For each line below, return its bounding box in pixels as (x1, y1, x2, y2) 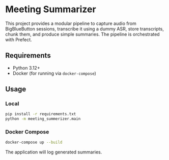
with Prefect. (5, 37, 32, 43)
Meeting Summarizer (5, 4, 96, 15)
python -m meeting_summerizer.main (5, 116, 81, 121)
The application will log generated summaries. (5, 149, 102, 155)
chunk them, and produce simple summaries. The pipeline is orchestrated (5, 31, 160, 37)
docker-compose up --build (5, 140, 63, 145)
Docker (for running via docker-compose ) (12, 70, 97, 76)
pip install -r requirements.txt (5, 112, 76, 117)
